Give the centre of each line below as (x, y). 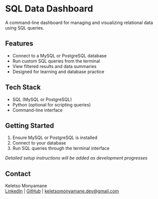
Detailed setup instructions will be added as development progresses (77, 158)
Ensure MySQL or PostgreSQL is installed (55, 137)
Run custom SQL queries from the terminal (56, 61)
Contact (18, 174)
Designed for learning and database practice (58, 71)
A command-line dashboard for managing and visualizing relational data (79, 22)
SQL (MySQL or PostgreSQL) (42, 99)
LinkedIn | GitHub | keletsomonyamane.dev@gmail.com (62, 191)
